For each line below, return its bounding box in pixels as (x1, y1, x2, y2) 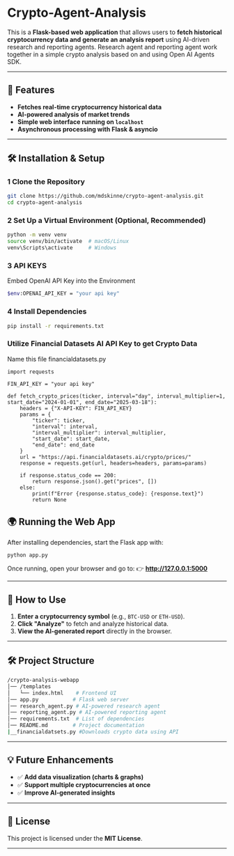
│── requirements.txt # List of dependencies (7, 715, 145, 722)
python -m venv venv (7, 231, 68, 238)
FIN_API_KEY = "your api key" (7, 380, 95, 387)
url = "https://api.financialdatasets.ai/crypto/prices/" (19, 453, 192, 460)
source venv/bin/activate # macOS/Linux (7, 238, 130, 245)
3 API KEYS (7, 261, 47, 271)
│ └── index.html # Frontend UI (7, 690, 117, 697)
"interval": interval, (32, 423, 98, 430)
